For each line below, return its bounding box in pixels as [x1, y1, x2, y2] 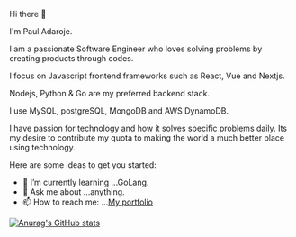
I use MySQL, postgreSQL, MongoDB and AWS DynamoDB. [9, 105, 229, 116]
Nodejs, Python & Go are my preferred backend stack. [9, 88, 210, 98]
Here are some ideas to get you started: [9, 160, 157, 170]
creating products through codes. [9, 53, 134, 63]
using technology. [9, 142, 76, 152]
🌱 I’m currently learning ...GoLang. [22, 177, 149, 187]
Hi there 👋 [9, 9, 47, 19]
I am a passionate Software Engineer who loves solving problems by [9, 43, 263, 54]
